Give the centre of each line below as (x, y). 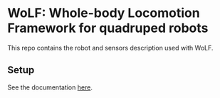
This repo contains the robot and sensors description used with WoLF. (110, 48)
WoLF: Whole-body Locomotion (104, 13)
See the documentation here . (50, 87)
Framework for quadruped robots (108, 28)
